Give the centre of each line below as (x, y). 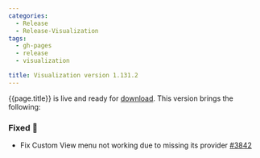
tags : (17, 38)
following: (25, 106)
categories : (28, 16)
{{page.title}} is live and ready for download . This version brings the (121, 98)
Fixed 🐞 (23, 127)
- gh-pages (34, 46)
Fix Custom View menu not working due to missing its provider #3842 (136, 145)
